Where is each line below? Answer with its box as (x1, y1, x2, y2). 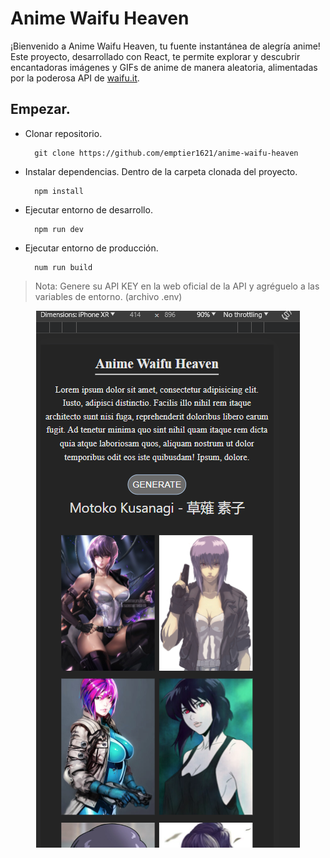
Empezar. (10, 101, 71, 118)
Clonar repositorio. (24, 127, 103, 139)
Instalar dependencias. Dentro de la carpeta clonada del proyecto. (24, 165, 298, 177)
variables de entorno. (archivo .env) (34, 290, 183, 302)
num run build (34, 262, 93, 272)
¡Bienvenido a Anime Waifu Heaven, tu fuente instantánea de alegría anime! (10, 40, 321, 52)
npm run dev (34, 224, 84, 234)
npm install (34, 186, 84, 196)
